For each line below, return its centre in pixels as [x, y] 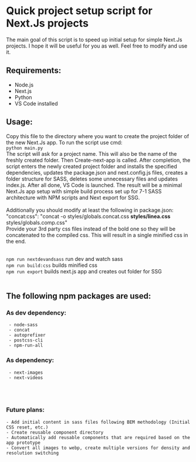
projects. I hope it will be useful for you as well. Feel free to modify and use [97, 46]
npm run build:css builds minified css [52, 265]
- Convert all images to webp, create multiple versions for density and [98, 448]
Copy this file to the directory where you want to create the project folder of [98, 136]
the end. [16, 241]
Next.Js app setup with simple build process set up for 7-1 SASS [84, 191]
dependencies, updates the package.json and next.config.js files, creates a [97, 172]
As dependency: [30, 360]
